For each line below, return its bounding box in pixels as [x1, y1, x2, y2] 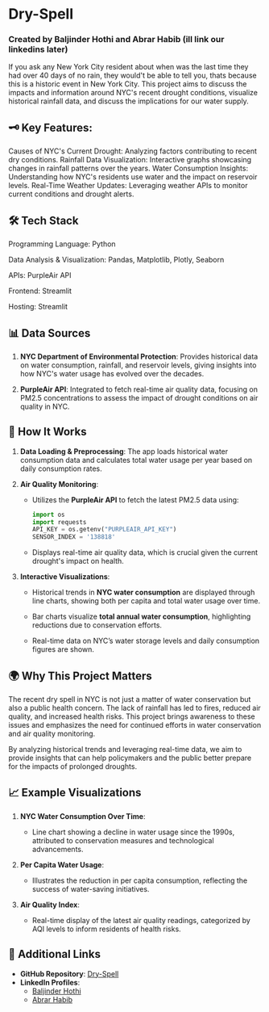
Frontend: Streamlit [8, 286, 72, 296]
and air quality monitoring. [8, 729, 96, 739]
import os [31, 510, 66, 519]
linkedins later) [8, 44, 68, 55]
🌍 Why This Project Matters [8, 669, 153, 682]
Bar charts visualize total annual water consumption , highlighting [31, 611, 251, 622]
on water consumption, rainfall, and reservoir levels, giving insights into [19, 360, 257, 370]
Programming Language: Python [8, 239, 116, 249]
